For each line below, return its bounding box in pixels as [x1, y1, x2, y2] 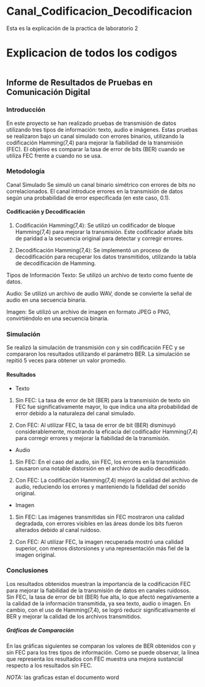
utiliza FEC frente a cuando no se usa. [6, 152, 102, 159]
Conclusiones [6, 566, 49, 575]
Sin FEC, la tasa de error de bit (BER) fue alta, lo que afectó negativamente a [6, 593, 199, 601]
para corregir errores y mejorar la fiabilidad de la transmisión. [15, 434, 170, 441]
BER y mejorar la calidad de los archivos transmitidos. [6, 612, 142, 620]
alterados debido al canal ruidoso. [15, 526, 102, 533]
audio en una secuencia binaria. [6, 296, 87, 304]
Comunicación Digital [6, 87, 91, 97]
